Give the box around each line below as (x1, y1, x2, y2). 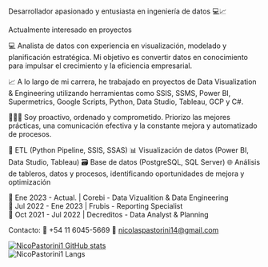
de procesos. (8, 130, 52, 138)
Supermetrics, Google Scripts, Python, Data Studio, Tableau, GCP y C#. (8, 97, 244, 106)
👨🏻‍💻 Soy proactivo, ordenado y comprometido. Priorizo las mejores (8, 113, 230, 122)
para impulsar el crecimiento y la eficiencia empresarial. (8, 61, 193, 70)
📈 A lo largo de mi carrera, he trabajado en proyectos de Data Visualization (8, 77, 258, 86)
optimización (8, 177, 51, 186)
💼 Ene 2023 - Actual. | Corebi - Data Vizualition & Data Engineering (8, 193, 230, 202)
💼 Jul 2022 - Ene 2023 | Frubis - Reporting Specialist (8, 201, 183, 210)
